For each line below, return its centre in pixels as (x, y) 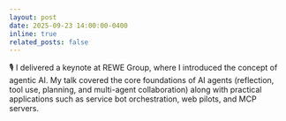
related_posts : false (49, 42)
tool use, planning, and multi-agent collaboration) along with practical (135, 90)
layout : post (33, 17)
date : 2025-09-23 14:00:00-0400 (68, 26)
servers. (24, 109)
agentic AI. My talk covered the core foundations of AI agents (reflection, (142, 80)
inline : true (33, 34)
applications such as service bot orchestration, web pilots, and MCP (133, 99)
